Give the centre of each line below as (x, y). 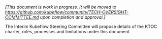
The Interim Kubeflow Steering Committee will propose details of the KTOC (81, 26)
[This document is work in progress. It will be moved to (61, 7)
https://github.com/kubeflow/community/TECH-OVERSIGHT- (67, 12)
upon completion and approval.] (73, 17)
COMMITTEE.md (22, 17)
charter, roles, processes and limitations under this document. (68, 32)
